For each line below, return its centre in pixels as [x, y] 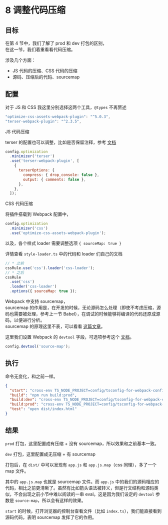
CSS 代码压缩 [19, 203]
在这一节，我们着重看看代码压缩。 [40, 49]
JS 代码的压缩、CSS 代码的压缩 [45, 71]
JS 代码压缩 [17, 131]
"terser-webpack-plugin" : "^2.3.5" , [43, 121]
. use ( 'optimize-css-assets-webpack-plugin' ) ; [58, 233]
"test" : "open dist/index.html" [43, 409]
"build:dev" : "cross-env [35, 400]
